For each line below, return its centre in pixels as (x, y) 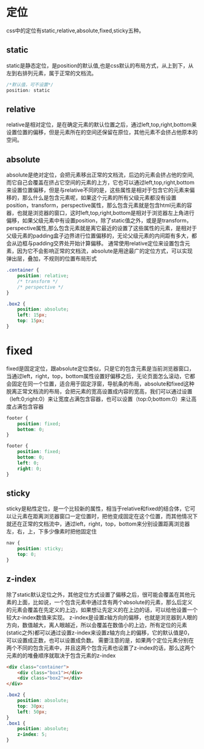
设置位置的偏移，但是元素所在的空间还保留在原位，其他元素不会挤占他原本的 (102, 132)
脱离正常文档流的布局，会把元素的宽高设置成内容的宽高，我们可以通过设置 (99, 391)
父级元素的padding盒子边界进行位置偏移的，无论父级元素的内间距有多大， (99, 236)
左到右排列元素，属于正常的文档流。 (52, 73)
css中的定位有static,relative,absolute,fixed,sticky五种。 (75, 30)
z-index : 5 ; (32, 734)
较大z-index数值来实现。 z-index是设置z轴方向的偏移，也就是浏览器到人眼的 (102, 617)
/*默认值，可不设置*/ (30, 85)
